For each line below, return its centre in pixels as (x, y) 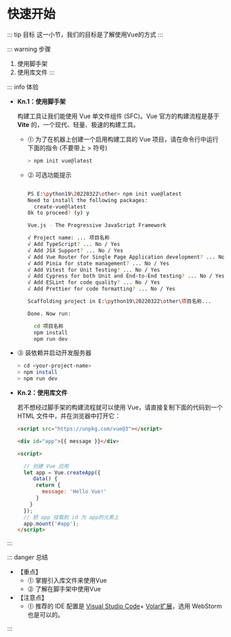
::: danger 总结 (27, 557)
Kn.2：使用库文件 (42, 393)
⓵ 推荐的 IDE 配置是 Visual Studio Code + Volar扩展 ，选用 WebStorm (124, 606)
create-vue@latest (60, 207)
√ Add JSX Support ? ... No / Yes (75, 250)
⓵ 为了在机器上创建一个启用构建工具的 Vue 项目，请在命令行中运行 (123, 139)
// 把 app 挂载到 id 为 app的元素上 (71, 517)
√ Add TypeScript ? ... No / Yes (74, 245)
